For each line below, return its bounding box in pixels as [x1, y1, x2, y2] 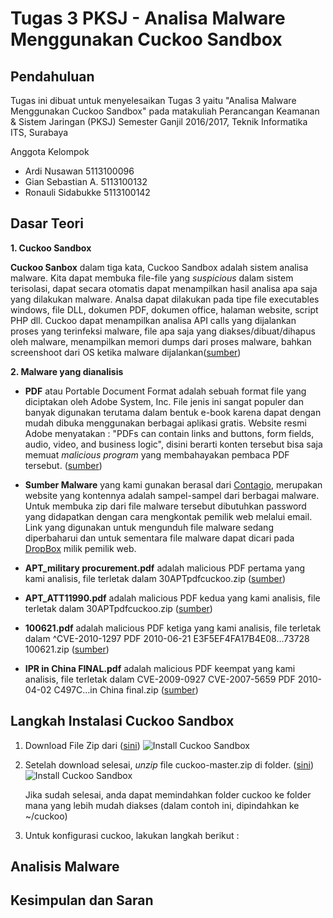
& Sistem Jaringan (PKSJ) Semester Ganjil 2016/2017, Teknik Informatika [10, 116, 308, 127]
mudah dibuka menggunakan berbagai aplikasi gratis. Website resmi [24, 417, 307, 429]
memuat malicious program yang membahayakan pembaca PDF [24, 448, 290, 461]
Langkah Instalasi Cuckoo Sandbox [10, 713, 235, 730]
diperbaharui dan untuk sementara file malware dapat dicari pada [24, 532, 295, 544]
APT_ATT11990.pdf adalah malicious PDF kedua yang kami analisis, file [24, 592, 321, 604]
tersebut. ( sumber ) [24, 459, 103, 471]
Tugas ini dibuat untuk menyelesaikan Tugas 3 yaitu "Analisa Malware [10, 95, 297, 106]
